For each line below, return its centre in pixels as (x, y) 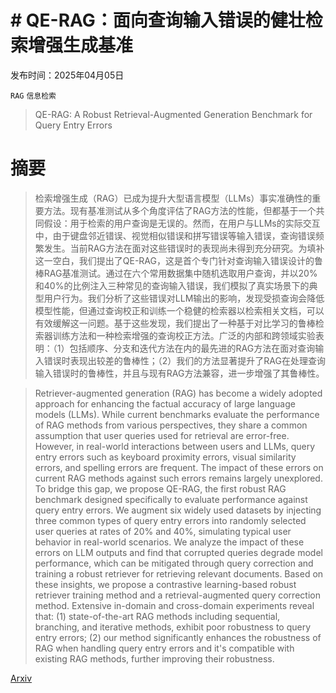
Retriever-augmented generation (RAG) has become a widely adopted (178, 393)
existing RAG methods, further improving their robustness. (154, 658)
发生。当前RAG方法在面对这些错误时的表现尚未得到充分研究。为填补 (184, 248)
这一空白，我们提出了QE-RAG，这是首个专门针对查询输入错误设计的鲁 (178, 260)
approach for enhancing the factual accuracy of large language (165, 403)
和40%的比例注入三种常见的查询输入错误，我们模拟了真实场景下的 (172, 285)
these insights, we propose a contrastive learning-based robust (165, 584)
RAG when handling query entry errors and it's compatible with (164, 648)
